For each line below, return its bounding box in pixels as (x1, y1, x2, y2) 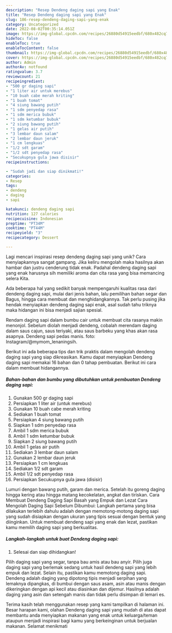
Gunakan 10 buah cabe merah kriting (13, 405, 91, 412)
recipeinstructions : (6, 160, 50, 165)
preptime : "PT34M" (6, 221, 45, 226)
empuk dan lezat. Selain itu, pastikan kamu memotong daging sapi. (6, 570, 147, 576)
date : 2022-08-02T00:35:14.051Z (6, 27, 75, 32)
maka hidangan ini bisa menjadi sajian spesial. (6, 307, 103, 313)
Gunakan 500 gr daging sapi (13, 395, 73, 401)
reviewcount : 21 (6, 74, 40, 79)
